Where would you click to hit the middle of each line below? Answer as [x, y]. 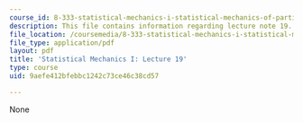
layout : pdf [32, 51]
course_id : [30, 17]
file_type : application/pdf [62, 43]
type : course [34, 68]
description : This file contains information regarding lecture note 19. [151, 26]
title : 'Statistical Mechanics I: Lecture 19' [98, 59]
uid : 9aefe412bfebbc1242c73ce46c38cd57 [84, 76]
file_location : [38, 34]
